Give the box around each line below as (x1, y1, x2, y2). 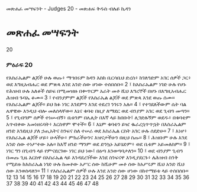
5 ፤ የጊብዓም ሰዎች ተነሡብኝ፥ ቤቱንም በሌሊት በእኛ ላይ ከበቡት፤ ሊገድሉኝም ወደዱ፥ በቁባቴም (6, 114, 191, 121)
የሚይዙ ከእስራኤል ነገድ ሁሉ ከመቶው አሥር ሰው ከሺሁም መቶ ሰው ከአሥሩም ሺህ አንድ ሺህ (6, 161, 185, 168)
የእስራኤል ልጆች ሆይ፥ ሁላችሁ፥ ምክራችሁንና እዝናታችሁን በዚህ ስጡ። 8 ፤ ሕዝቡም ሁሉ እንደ (6, 134, 188, 141)
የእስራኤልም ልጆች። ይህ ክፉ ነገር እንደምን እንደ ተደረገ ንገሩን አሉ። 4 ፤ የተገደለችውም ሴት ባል (6, 100, 187, 108)
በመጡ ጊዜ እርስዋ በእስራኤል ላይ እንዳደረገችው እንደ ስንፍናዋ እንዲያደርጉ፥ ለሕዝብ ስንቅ (6, 154, 179, 161)
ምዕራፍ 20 (6, 60, 33, 69)
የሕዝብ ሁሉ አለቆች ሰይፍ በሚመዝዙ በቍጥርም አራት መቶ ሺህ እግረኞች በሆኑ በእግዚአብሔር (6, 87, 186, 95)
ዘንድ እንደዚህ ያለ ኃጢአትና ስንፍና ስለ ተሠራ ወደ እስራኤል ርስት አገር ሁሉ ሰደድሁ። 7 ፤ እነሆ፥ (6, 127, 188, 135)
